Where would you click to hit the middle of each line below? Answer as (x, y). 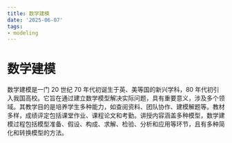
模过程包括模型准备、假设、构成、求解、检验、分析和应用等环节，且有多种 (113, 124)
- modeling (23, 33)
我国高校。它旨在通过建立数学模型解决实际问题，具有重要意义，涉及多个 (116, 98)
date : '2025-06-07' (35, 20)
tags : (15, 26)
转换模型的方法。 (43, 133)
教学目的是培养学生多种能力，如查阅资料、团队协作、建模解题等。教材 (125, 107)
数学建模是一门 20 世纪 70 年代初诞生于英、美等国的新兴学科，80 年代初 (110, 90)
